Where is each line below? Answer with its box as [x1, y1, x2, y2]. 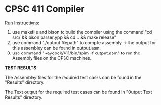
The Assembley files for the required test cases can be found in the [5, 74, 142, 80]
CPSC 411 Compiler [5, 3, 85, 15]
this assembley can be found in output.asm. [12, 45, 101, 51]
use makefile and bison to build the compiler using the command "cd [12, 29, 152, 35]
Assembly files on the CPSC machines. [12, 55, 92, 61]
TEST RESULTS [5, 65, 37, 71]
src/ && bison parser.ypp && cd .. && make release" [12, 34, 117, 40]
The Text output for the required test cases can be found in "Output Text [5, 89, 152, 95]
